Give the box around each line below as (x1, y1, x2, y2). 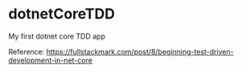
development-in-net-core (8, 55, 92, 65)
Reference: (8, 47, 45, 56)
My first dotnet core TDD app (8, 31, 106, 41)
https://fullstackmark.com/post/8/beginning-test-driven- (46, 47, 235, 56)
